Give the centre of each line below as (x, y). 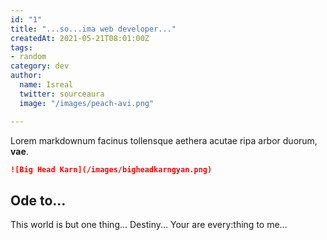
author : (26, 76)
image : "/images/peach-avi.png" (87, 103)
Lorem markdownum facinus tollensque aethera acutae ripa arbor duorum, (164, 140)
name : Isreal (46, 85)
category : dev (40, 66)
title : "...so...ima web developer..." (93, 29)
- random (28, 57)
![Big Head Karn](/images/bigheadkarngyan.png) (111, 169)
